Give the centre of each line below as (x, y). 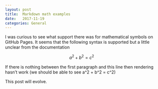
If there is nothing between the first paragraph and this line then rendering (79, 67)
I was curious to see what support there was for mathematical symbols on (79, 37)
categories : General (26, 23)
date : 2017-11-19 (25, 18)
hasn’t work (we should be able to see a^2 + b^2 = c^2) (60, 72)
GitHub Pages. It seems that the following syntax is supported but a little (77, 42)
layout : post (18, 9)
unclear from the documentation (37, 47)
